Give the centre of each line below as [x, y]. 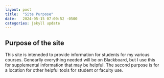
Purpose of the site [35, 43]
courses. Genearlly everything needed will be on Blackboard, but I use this [80, 60]
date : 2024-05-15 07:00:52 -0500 [41, 19]
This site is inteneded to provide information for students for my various [77, 55]
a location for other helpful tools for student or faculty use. [64, 70]
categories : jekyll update [33, 23]
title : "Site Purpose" [29, 14]
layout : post [18, 10]
